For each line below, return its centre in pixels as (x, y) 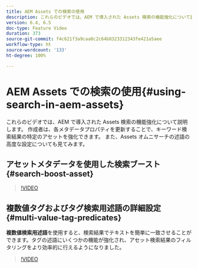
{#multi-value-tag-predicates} (64, 218)
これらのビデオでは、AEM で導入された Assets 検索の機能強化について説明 (97, 122)
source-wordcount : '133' (37, 50)
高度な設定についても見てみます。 (47, 144)
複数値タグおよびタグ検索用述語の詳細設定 (83, 208)
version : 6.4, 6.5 (29, 22)
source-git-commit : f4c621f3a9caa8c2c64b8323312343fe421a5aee (84, 39)
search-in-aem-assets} (65, 104)
